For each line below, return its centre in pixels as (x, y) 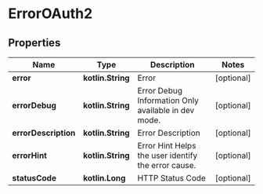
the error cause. (167, 165)
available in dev (166, 110)
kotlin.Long (104, 178)
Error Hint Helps (167, 146)
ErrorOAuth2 (50, 14)
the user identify (168, 156)
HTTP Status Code (171, 178)
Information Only (168, 101)
